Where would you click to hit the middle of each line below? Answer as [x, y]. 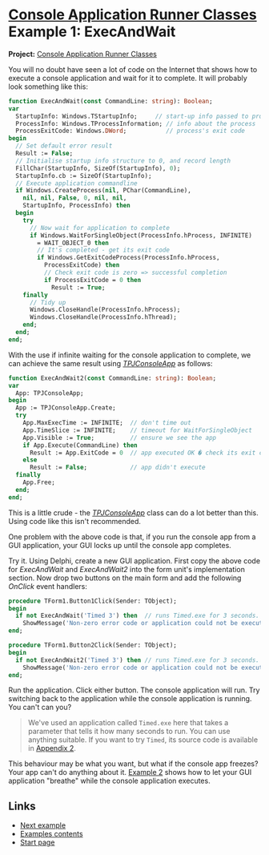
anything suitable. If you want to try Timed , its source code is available [143, 740]
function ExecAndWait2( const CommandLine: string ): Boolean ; [112, 378]
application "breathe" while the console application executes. [109, 781]
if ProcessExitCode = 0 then [92, 280]
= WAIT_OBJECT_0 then [73, 243]
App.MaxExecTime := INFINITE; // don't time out [107, 423]
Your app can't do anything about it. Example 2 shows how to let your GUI [130, 772]
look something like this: [48, 87]
